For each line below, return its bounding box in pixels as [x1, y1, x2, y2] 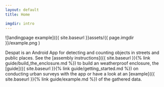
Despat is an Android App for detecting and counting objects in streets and [5, 49, 159, 55]
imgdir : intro [5, 21, 35, 26]
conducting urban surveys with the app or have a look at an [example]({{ [5, 71, 155, 77]
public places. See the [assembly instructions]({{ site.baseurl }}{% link [5, 55, 150, 61]
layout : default [5, 7, 39, 12]
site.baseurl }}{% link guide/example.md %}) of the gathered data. [5, 76, 142, 82]
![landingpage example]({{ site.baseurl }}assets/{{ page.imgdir [5, 34, 134, 40]
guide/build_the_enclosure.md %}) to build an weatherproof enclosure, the [5, 60, 159, 66]
